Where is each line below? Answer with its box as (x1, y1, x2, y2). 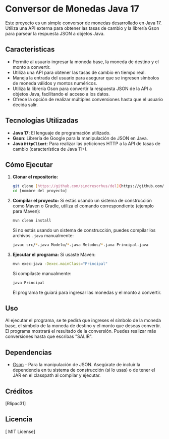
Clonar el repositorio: (12, 174, 58, 180)
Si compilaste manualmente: (12, 270, 72, 276)
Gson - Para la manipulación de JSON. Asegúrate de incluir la (12, 362, 141, 368)
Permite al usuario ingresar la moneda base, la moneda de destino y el (12, 59, 159, 65)
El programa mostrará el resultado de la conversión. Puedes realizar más (5, 328, 156, 334)
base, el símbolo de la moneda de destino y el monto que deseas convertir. (5, 323, 161, 329)
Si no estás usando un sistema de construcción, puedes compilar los (12, 227, 156, 233)
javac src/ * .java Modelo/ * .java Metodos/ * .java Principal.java (12, 242, 149, 247)
